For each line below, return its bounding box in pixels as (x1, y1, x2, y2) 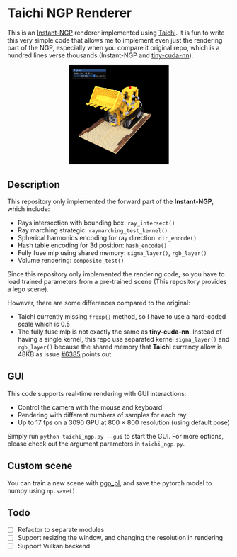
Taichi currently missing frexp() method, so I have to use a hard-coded (17, 312, 226, 320)
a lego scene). (7, 285, 50, 293)
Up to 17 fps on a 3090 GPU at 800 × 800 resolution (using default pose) (17, 418, 230, 427)
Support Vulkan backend (17, 541, 91, 550)
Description (7, 179, 60, 191)
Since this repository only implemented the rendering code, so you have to (7, 269, 225, 278)
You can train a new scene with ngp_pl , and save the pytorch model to (7, 478, 212, 487)
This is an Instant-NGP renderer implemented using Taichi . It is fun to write (7, 28, 225, 37)
